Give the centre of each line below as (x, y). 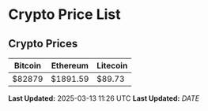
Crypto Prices (43, 44)
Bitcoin (28, 66)
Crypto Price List (64, 15)
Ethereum (70, 66)
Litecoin (112, 66)
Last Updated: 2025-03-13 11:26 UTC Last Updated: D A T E (104, 98)
